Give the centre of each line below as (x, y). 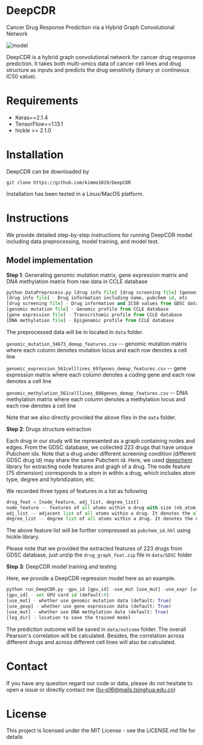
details (14, 737)
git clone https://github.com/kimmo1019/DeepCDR (69, 182)
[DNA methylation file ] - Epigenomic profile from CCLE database (90, 320)
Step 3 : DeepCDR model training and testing (61, 567)
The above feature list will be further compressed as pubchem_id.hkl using (98, 531)
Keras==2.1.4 (31, 117)
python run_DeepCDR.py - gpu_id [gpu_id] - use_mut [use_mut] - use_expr (97, 590)
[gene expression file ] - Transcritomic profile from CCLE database (94, 315)
